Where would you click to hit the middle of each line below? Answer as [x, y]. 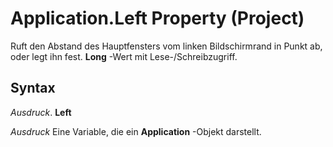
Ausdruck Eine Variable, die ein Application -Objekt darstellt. [136, 131]
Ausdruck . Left [41, 112]
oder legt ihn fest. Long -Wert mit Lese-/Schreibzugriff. [124, 56]
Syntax [33, 88]
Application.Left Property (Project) [157, 18]
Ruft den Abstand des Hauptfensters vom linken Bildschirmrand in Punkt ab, [166, 46]
